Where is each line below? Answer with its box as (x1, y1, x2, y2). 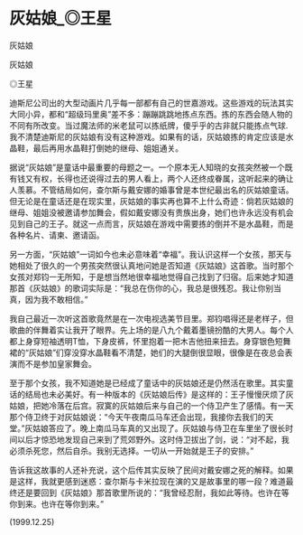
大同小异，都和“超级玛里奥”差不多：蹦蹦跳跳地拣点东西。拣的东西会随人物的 (9, 108, 293, 119)
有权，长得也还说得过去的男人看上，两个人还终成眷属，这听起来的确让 (32, 173, 294, 183)
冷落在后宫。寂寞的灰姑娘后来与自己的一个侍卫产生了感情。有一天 (48, 399, 294, 411)
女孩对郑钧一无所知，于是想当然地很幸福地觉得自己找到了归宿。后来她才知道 (9, 271, 294, 282)
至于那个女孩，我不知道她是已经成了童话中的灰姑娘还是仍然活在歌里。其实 (9, 377, 286, 389)
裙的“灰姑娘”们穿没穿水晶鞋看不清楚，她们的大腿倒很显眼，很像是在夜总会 (9, 347, 286, 358)
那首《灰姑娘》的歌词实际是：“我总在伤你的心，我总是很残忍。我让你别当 (9, 282, 282, 294)
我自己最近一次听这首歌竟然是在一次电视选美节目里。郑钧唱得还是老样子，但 (9, 313, 294, 324)
